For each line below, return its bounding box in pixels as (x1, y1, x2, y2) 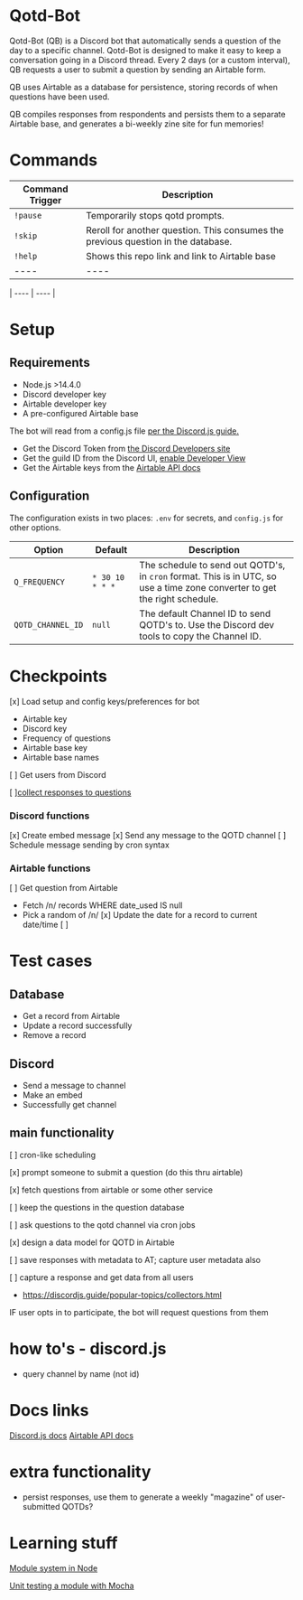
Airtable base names (22, 752, 99, 763)
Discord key (22, 723, 68, 734)
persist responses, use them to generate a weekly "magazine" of (22, 1492, 264, 1502)
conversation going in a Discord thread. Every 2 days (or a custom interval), (9, 54, 290, 65)
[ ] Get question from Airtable (9, 883, 119, 894)
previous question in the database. (85, 235, 233, 248)
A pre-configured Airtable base (22, 407, 139, 418)
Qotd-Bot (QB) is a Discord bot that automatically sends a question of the (9, 35, 281, 46)
